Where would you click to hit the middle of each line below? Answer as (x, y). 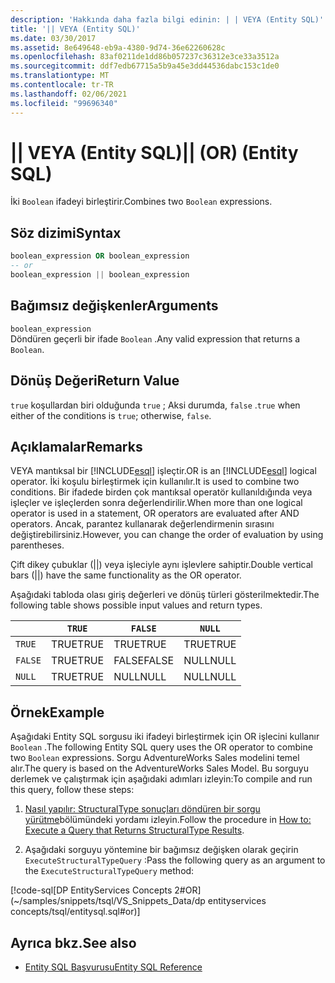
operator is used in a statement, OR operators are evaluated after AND (155, 513)
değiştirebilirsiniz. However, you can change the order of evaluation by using (167, 535)
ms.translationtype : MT (60, 76)
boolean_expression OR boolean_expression (100, 256)
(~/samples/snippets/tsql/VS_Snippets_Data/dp (108, 901)
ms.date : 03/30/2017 (53, 38)
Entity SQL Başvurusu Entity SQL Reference (113, 967)
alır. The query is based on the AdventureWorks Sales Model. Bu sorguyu (159, 768)
